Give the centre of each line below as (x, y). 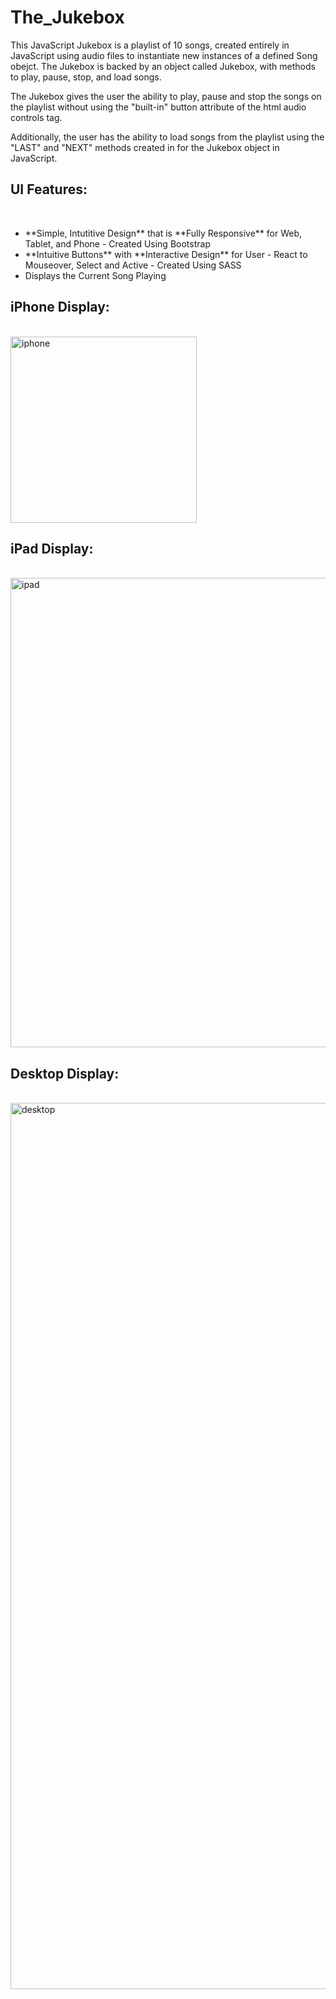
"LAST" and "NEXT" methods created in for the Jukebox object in (145, 147)
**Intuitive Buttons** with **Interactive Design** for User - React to (166, 254)
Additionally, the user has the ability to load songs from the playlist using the (167, 137)
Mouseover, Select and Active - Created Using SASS (133, 265)
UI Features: (49, 189)
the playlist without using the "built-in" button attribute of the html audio (158, 107)
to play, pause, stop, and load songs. (86, 77)
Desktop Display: (65, 1073)
